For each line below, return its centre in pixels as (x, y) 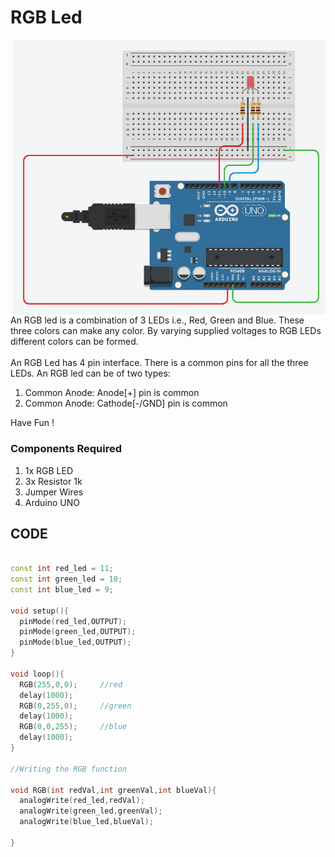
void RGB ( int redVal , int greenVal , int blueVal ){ (113, 790)
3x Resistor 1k (53, 481)
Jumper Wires (54, 492)
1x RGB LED (49, 470)
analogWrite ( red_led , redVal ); (82, 801)
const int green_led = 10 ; (66, 579)
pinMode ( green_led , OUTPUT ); (78, 632)
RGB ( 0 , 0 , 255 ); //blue (73, 727)
